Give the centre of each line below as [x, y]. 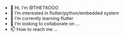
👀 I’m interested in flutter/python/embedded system [65, 13]
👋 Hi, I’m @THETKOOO [34, 8]
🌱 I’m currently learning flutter [42, 18]
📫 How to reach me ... [34, 29]
